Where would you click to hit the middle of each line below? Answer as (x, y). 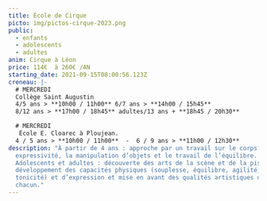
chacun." (30, 185)
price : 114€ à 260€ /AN (49, 68)
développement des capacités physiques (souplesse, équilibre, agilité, (138, 170)
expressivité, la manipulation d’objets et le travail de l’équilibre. (137, 156)
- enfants (31, 38)
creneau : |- (28, 82)
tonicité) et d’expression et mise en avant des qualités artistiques (135, 178)
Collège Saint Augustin (54, 97)
